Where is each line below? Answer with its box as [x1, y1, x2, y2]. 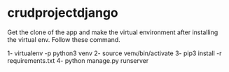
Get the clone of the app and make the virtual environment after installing [7, 28, 218, 36]
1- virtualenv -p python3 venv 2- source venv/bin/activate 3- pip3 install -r [7, 49, 222, 57]
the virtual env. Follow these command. [7, 35, 120, 43]
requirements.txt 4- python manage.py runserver [7, 56, 149, 64]
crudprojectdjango [7, 5, 119, 21]
